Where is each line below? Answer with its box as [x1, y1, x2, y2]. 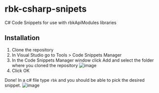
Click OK [11, 68, 30, 73]
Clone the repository [11, 46, 54, 52]
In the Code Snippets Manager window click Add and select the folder [11, 57, 154, 63]
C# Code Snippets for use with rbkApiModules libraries [4, 20, 117, 25]
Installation [4, 34, 40, 42]
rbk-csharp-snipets [4, 3, 87, 15]
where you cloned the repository [11, 62, 78, 68]
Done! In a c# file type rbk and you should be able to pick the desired [4, 77, 145, 83]
